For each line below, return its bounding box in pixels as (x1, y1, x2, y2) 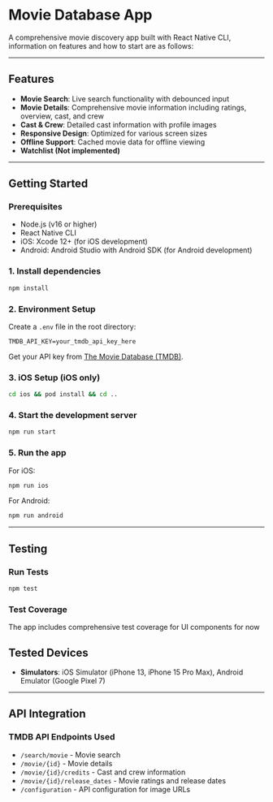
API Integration (8, 707, 87, 721)
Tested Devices (8, 645, 89, 659)
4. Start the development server (8, 410, 137, 420)
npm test (8, 584, 38, 593)
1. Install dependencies (8, 265, 102, 277)
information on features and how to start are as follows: (8, 41, 194, 50)
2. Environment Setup (8, 303, 96, 314)
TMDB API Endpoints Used (8, 731, 115, 743)
